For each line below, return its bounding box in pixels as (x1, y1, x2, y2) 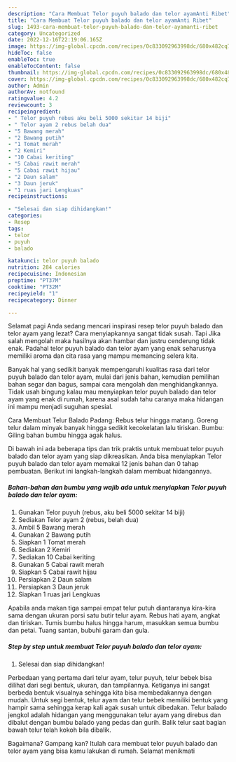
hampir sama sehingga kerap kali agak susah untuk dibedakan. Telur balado (8, 703, 227, 712)
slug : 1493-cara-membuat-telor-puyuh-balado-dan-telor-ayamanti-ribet (8, 23, 218, 30)
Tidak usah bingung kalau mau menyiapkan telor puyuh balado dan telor (8, 387, 216, 396)
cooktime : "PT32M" (8, 283, 62, 290)
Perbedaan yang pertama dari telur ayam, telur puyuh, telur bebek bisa (8, 674, 212, 682)
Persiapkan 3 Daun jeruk (18, 583, 90, 591)
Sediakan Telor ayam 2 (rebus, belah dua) (18, 516, 139, 524)
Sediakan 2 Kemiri (18, 545, 71, 554)
